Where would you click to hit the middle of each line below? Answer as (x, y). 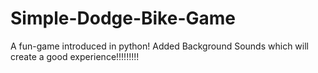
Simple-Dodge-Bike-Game (123, 18)
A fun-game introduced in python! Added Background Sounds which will (159, 46)
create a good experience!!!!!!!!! (75, 56)
